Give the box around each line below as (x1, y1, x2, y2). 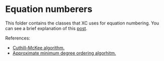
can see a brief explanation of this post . (5, 25, 88, 31)
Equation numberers (5, 3, 93, 15)
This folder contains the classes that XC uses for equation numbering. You (5, 20, 159, 26)
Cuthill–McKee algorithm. (12, 44, 65, 50)
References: (5, 35, 30, 41)
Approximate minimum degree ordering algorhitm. (12, 50, 117, 56)
